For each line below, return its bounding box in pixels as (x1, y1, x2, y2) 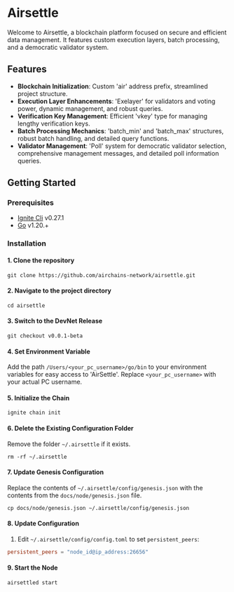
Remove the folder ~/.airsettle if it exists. (7, 440, 131, 448)
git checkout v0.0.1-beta (7, 332, 83, 339)
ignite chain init (7, 409, 61, 417)
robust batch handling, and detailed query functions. (17, 134, 170, 142)
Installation (7, 238, 47, 248)
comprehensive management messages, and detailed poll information (17, 149, 219, 157)
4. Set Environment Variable (7, 347, 91, 356)
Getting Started (7, 177, 76, 189)
